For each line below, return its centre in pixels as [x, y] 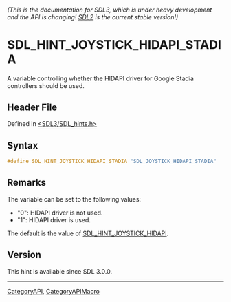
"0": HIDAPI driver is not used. [60, 213]
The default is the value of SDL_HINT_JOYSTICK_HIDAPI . [88, 233]
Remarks [27, 183]
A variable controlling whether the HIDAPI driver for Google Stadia [101, 78]
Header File [32, 107]
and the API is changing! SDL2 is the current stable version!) [93, 17]
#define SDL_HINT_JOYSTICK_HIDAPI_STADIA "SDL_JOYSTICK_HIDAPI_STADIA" [112, 162]
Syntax [23, 145]
